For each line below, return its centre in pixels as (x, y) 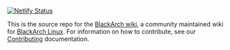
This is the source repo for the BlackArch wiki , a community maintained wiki (115, 24)
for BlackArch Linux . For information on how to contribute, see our (101, 32)
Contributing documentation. (48, 39)
